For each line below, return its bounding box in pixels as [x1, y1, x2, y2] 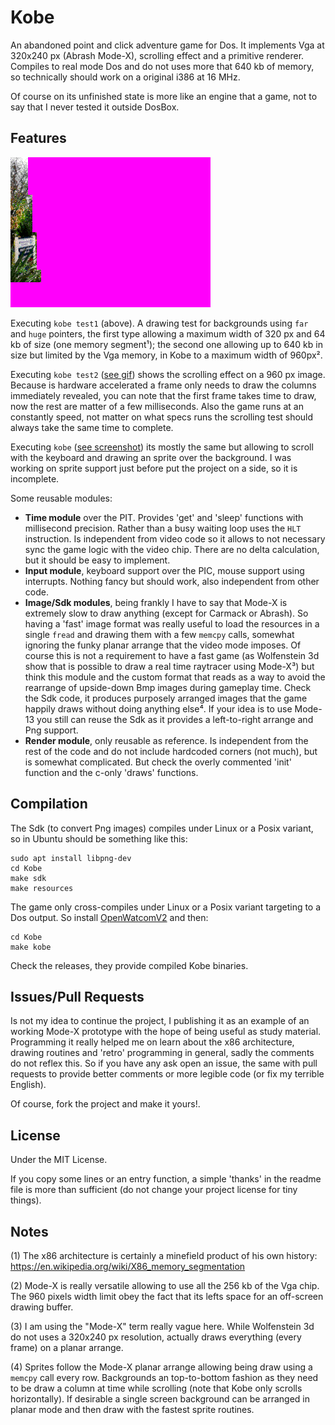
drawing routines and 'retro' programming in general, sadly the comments [10, 1047, 315, 1059]
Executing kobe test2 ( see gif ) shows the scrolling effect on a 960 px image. [10, 368, 326, 380]
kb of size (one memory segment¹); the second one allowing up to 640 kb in [10, 338, 323, 350]
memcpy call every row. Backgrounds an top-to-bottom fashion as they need [10, 1372, 319, 1383]
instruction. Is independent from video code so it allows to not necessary [24, 532, 326, 545]
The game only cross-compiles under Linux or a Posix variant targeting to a [10, 901, 322, 913]
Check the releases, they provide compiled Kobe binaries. [10, 959, 249, 971]
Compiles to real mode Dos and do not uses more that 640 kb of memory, [10, 60, 315, 72]
